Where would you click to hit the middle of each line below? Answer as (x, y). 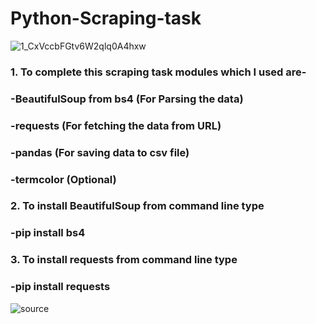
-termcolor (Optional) (63, 179)
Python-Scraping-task (106, 18)
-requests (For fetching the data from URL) (116, 125)
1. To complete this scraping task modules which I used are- (158, 72)
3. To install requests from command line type (124, 260)
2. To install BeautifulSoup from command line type (137, 206)
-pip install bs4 (48, 233)
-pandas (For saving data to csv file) (100, 152)
